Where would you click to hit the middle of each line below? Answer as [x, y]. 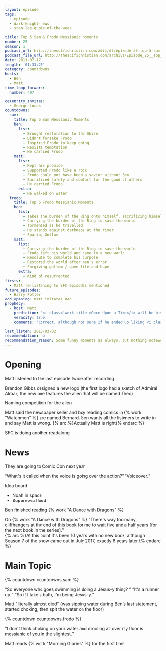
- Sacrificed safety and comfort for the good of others [83, 179]
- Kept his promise [43, 166]
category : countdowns [27, 69]
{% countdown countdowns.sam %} [42, 579]
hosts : [12, 74]
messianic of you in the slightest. [39, 634]
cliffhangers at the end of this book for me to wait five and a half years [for [81, 525]
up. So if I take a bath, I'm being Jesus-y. [49, 594]
